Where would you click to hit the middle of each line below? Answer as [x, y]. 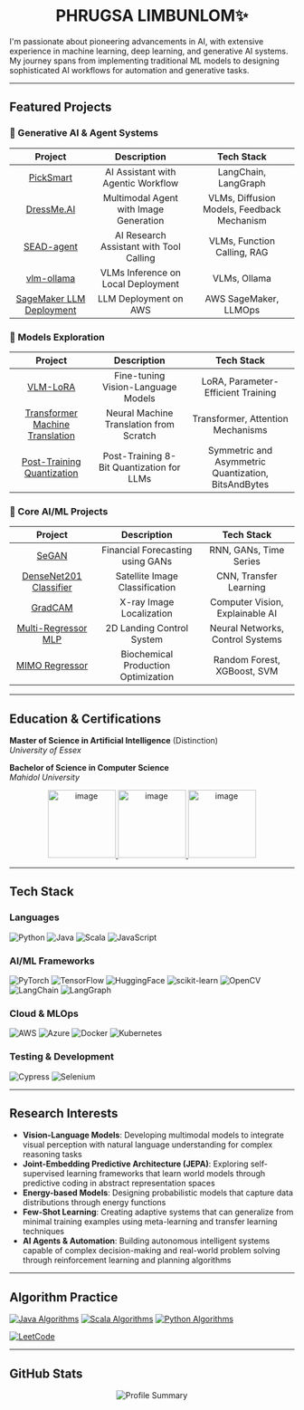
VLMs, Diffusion [242, 197]
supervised [43, 1174]
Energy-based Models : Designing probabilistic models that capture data [158, 1193]
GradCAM [52, 608]
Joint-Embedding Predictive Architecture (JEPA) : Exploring [135, 1164]
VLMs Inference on [140, 273]
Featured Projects [61, 107]
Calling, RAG [242, 252]
